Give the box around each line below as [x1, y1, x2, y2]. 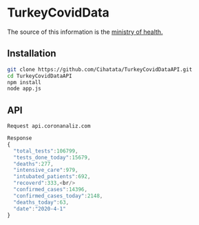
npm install [7, 79, 41, 86]
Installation [7, 48, 56, 59]
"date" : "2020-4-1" [13, 205, 67, 212]
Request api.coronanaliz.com [7, 123, 91, 130]
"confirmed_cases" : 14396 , [13, 186, 88, 193]
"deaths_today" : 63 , [13, 199, 70, 206]
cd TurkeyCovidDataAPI [7, 72, 72, 79]
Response [7, 135, 32, 142]
